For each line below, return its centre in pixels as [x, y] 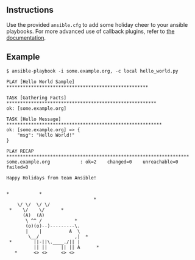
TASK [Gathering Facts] [37, 98]
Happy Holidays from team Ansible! [51, 178]
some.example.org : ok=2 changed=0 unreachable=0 [92, 162]
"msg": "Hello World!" [46, 135]
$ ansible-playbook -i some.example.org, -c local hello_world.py [92, 71]
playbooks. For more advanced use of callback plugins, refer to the [90, 31]
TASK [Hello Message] [34, 119]
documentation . [26, 38]
